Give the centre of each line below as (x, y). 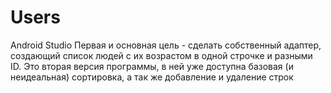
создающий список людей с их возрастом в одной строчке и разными (161, 55)
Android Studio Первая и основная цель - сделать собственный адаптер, (166, 45)
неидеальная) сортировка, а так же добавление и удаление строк (152, 77)
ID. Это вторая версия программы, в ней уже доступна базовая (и (152, 66)
